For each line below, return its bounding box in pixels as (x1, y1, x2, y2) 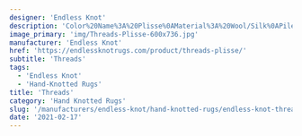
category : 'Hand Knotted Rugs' (9, 96, 127, 106)
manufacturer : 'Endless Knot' (9, 38, 123, 47)
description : (9, 21, 58, 30)
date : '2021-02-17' (9, 113, 83, 122)
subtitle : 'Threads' (9, 55, 87, 64)
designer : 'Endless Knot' (9, 13, 106, 22)
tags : (9, 64, 30, 72)
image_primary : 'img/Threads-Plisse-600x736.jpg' (9, 30, 200, 38)
